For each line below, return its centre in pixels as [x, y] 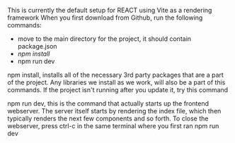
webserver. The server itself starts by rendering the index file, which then [114, 111]
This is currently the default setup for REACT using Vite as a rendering [110, 10]
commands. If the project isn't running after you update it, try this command [118, 90]
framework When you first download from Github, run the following [105, 18]
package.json [38, 46]
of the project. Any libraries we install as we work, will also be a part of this [116, 82]
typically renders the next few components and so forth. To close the [108, 118]
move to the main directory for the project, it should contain [104, 39]
